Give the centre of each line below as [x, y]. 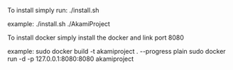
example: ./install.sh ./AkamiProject [59, 24]
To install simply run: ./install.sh [53, 10]
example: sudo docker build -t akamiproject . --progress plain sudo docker [116, 51]
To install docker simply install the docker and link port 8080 [96, 37]
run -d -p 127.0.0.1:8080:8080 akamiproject [71, 59]
